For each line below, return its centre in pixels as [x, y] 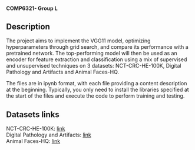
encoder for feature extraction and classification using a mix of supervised [97, 59]
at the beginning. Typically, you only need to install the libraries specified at [98, 90]
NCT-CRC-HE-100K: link [36, 129]
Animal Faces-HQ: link [33, 141]
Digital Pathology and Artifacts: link [49, 135]
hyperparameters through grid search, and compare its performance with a [97, 47]
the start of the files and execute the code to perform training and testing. [95, 96]
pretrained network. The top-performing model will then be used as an [92, 54]
